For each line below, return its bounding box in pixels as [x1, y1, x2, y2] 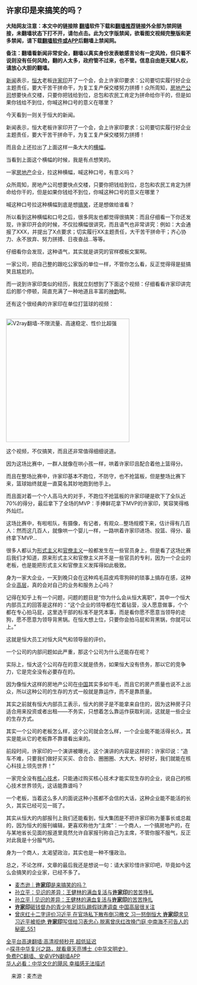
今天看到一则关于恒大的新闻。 [6, 111, 78, 118]
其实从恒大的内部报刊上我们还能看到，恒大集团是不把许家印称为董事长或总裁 [6, 814, 191, 822]
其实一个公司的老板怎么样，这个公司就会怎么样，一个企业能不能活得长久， [6, 727, 186, 734]
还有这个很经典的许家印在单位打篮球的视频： [6, 300, 114, 307]
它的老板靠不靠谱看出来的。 [26, 734, 94, 742]
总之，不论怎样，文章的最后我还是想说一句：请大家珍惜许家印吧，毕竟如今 [6, 861, 186, 869]
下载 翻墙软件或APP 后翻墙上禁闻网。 [31, 37, 120, 44]
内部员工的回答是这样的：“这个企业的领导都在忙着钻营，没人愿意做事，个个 [6, 601, 189, 608]
